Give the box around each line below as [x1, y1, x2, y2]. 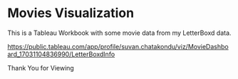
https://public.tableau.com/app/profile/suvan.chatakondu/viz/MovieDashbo [7, 42, 229, 51]
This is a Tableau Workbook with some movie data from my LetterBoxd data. [7, 28, 232, 37]
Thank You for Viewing [7, 63, 75, 72]
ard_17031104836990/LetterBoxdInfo [7, 50, 115, 58]
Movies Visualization [7, 5, 134, 21]
